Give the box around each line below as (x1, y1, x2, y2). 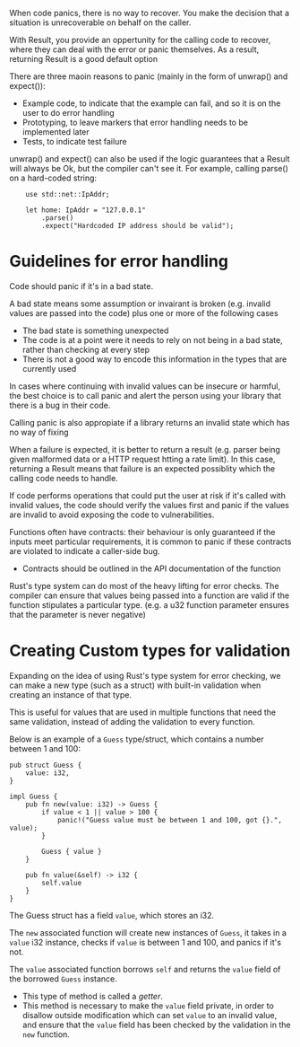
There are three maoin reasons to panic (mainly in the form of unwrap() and (9, 71, 288, 82)
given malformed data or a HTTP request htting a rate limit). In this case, (9, 453, 276, 464)
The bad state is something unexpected (21, 325, 169, 336)
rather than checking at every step (21, 344, 150, 355)
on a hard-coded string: (9, 172, 97, 183)
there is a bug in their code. (9, 400, 111, 410)
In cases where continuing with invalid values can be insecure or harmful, (9, 381, 281, 392)
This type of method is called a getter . (21, 990, 163, 1001)
